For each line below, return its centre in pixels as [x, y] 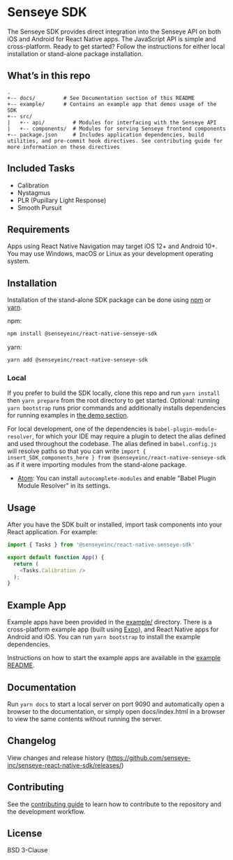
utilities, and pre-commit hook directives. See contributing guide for [115, 141]
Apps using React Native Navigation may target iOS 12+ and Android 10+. [112, 246]
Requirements [38, 229]
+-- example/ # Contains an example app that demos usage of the [112, 104]
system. [18, 261]
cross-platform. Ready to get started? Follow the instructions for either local [116, 46]
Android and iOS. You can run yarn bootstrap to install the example [104, 637]
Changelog [32, 741]
